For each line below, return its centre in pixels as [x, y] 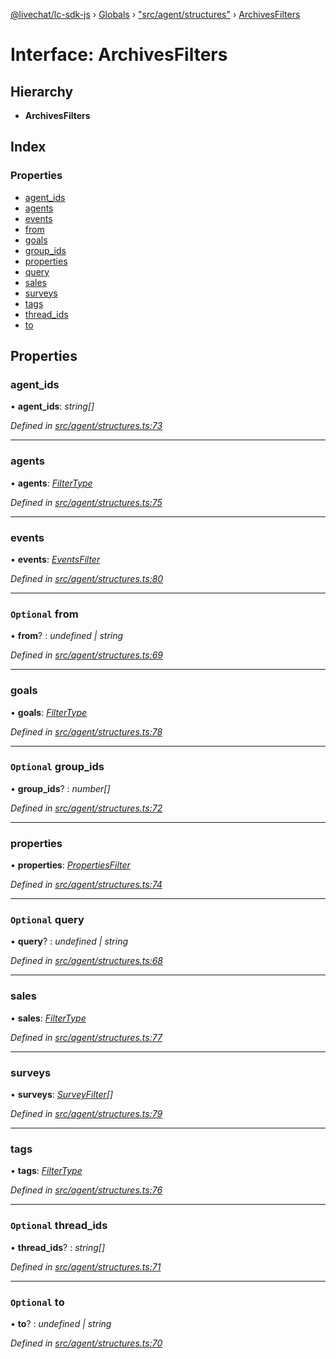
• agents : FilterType [51, 483]
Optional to [37, 1302]
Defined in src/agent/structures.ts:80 [87, 578]
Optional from [44, 614]
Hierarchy [42, 91]
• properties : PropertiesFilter [70, 865]
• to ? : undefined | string [61, 1323]
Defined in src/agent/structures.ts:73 [86, 426]
